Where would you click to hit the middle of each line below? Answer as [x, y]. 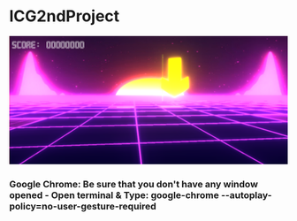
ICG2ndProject [65, 16]
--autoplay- [246, 195]
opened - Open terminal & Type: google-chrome [114, 195]
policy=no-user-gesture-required [83, 207]
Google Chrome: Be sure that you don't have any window [134, 185]
